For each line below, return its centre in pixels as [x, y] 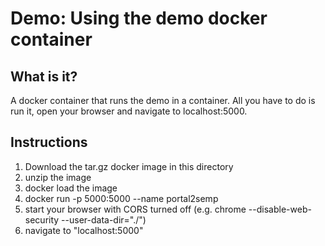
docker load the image [71, 188]
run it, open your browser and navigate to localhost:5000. [129, 111]
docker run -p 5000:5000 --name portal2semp [121, 198]
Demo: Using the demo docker [139, 18]
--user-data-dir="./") [104, 219]
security [42, 219]
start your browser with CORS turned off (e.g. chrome [135, 209]
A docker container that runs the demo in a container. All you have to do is [163, 100]
